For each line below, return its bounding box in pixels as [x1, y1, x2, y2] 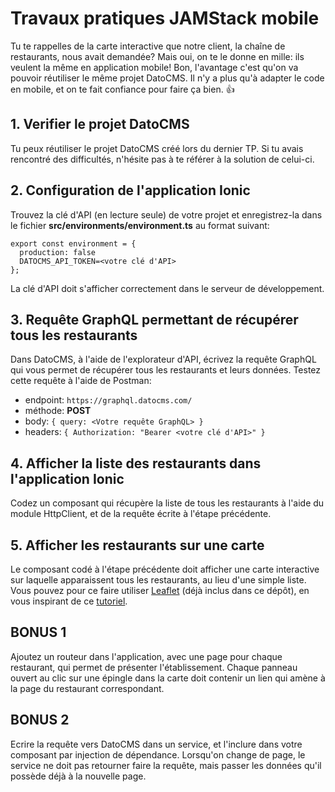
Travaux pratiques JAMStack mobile [10, 7, 320, 30]
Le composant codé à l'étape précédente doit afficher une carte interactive [10, 563, 320, 575]
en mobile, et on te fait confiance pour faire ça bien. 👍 [10, 83, 235, 95]
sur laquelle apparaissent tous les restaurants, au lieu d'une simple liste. [10, 574, 307, 586]
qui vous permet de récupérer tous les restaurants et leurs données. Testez [10, 364, 322, 376]
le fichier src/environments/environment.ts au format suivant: [10, 219, 270, 231]
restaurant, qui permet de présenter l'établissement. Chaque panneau [10, 661, 298, 673]
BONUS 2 [10, 712, 70, 729]
